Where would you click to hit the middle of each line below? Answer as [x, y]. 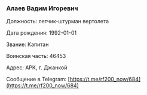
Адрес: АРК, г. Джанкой [37, 68]
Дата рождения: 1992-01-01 [41, 33]
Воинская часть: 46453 [36, 56]
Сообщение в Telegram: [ [38, 79]
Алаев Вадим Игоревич [42, 8]
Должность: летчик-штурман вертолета [58, 22]
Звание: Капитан [27, 45]
